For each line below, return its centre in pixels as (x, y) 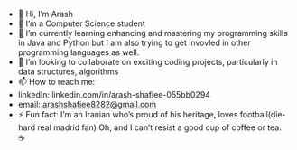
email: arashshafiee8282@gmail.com (87, 104)
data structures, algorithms (68, 71)
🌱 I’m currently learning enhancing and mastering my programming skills (153, 33)
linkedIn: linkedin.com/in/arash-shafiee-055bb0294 (114, 94)
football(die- (263, 114)
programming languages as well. (79, 52)
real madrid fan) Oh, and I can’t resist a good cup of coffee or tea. (159, 127)
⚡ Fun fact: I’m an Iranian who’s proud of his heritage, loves (128, 114)
